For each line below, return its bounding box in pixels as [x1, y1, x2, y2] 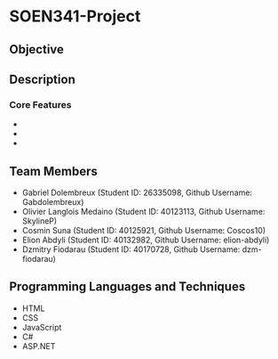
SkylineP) [21, 216, 58, 226]
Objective [9, 42, 65, 57]
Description [9, 71, 75, 86]
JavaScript [21, 322, 62, 332]
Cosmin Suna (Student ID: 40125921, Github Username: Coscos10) [21, 225, 266, 236]
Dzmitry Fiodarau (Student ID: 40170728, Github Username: [21, 244, 241, 255]
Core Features [9, 98, 72, 110]
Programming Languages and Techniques [9, 279, 246, 295]
